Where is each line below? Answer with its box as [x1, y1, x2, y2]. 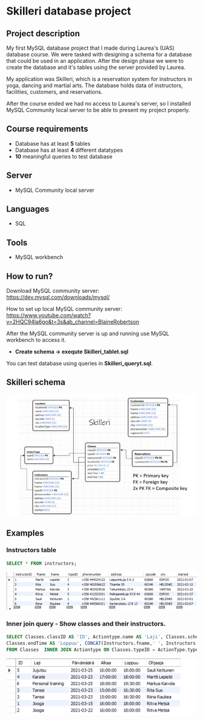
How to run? [6, 271, 53, 281]
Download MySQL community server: [6, 287, 100, 295]
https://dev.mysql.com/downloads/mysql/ [6, 293, 110, 301]
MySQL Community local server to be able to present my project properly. [6, 106, 190, 113]
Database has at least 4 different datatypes [14, 146, 123, 154]
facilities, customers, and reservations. [6, 88, 103, 95]
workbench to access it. [6, 336, 66, 344]
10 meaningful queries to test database [14, 152, 113, 160]
